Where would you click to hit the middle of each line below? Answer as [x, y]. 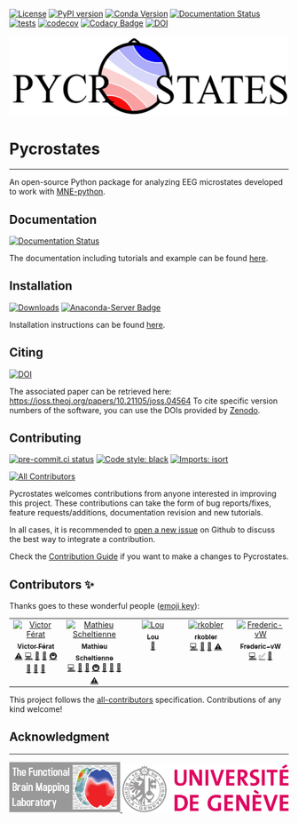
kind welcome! [36, 709]
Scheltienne [94, 658]
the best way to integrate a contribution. [82, 539]
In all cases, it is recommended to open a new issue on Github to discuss [142, 530]
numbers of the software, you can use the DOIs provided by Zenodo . [135, 410]
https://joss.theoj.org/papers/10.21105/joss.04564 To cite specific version [144, 401]
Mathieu [94, 646]
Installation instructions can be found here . [87, 324]
